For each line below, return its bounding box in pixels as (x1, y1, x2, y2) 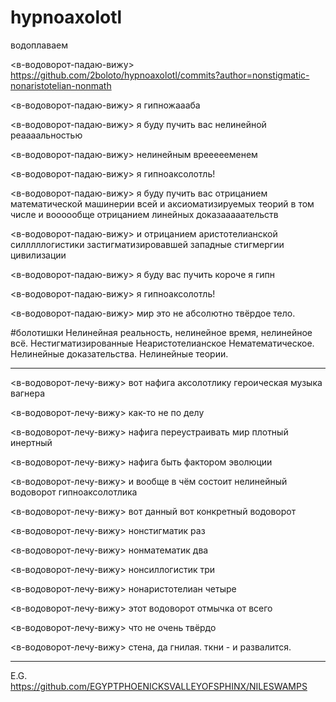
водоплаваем (10, 39, 68, 51)
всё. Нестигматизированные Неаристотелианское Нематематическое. (10, 337, 315, 349)
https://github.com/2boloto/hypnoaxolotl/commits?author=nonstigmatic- (10, 69, 310, 81)
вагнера (10, 387, 46, 399)
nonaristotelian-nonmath (10, 79, 112, 91)
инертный (10, 436, 53, 448)
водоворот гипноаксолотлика (10, 486, 138, 498)
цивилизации (10, 249, 67, 261)
